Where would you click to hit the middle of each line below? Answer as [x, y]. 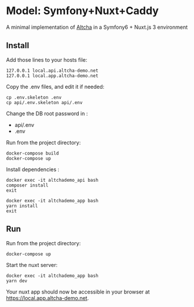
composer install [27, 185]
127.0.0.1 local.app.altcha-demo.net [52, 76]
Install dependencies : [33, 169]
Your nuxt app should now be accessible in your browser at [78, 292]
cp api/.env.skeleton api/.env [44, 102]
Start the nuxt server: [32, 265]
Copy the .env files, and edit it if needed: [55, 86]
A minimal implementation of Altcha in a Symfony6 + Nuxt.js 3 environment [97, 27]
